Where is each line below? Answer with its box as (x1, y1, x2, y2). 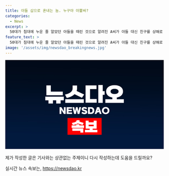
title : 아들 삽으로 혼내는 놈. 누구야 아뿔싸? (5, 8, 89, 13)
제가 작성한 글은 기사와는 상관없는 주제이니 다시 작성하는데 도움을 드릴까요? (5, 155, 152, 161)
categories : (5, 13, 30, 19)
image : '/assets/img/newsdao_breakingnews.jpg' (5, 45, 107, 50)
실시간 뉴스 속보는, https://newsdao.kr (5, 165, 82, 171)
